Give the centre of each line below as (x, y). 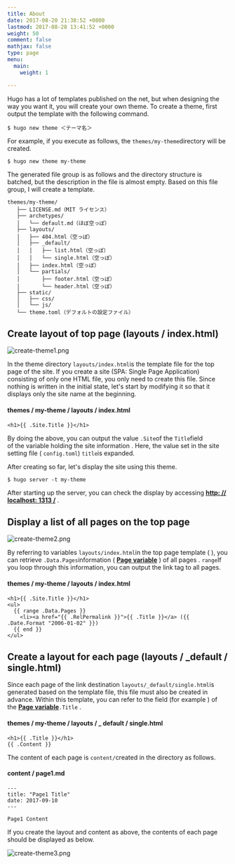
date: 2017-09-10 (33, 800)
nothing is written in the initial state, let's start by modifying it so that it (109, 386)
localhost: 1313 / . (33, 500)
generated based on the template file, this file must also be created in (108, 692)
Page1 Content (28, 819)
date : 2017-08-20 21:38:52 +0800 (56, 20)
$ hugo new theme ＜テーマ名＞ (50, 128)
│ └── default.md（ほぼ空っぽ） (63, 223)
